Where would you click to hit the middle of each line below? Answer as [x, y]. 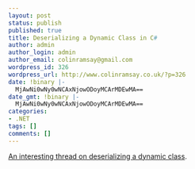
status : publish [35, 23]
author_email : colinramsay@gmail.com [71, 60]
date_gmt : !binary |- [44, 97]
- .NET [19, 119]
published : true [35, 30]
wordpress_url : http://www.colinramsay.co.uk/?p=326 [97, 75]
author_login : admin [42, 52]
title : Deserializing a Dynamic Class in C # [83, 38]
